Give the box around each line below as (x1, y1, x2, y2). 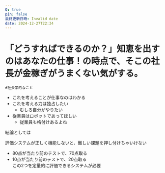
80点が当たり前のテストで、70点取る (12, 150, 87, 156)
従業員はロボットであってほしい (12, 113, 77, 119)
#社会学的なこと (5, 85, 33, 91)
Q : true (5, 7, 21, 12)
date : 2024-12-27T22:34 (5, 21, 54, 26)
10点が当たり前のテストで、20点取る (12, 156, 87, 162)
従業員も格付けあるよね (19, 119, 67, 125)
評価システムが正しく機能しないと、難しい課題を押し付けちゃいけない (5, 140, 147, 146)
